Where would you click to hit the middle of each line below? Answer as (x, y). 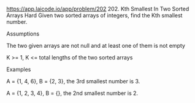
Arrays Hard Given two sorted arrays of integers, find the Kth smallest (94, 15)
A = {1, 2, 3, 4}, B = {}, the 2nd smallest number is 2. (72, 93)
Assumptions (23, 34)
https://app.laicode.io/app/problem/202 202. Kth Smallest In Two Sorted (98, 9)
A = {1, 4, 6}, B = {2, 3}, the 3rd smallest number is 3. (73, 81)
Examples (19, 69)
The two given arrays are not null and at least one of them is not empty (96, 46)
